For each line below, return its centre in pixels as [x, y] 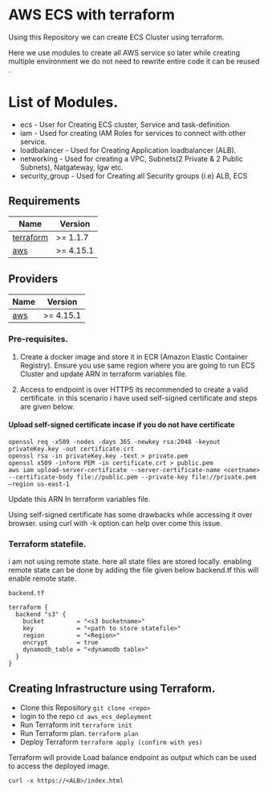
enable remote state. [43, 579]
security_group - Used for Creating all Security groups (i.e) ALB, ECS [134, 175]
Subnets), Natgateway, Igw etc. [72, 167]
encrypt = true [61, 643]
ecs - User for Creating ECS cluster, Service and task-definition [125, 124]
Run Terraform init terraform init [76, 725]
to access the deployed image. [59, 766]
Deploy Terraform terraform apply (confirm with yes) [111, 742]
